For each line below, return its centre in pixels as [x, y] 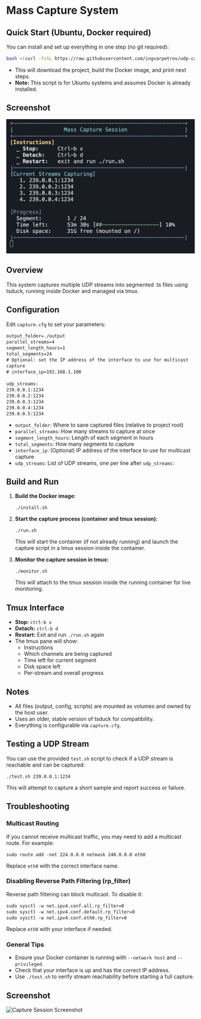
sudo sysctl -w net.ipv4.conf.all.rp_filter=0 [65, 906]
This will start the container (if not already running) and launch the [96, 542]
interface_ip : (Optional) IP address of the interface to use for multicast [103, 450]
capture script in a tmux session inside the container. [80, 548]
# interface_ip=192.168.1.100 [44, 372]
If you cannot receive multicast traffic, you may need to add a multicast [94, 837]
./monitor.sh [31, 571]
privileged [28, 965]
